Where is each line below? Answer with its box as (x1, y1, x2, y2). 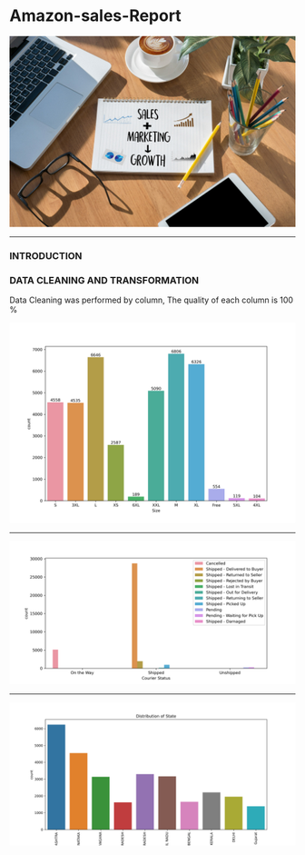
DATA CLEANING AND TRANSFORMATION (9, 273, 200, 286)
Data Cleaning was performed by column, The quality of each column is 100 (9, 294, 293, 305)
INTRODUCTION (9, 250, 83, 263)
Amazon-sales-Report (9, 5, 182, 26)
